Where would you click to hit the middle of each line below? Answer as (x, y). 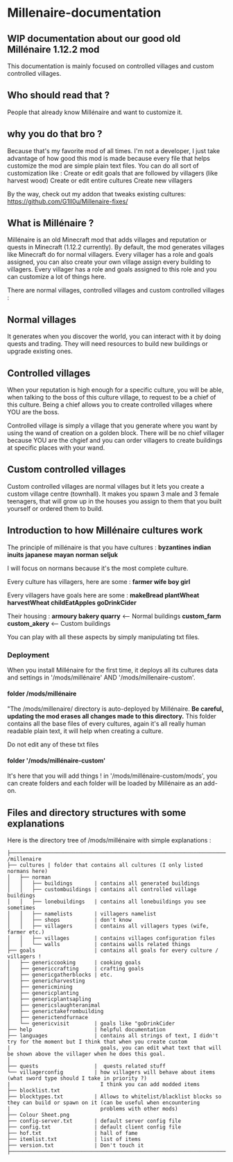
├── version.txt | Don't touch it (76, 1146)
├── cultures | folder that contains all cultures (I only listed (105, 865)
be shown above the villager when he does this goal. (87, 1054)
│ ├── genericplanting (43, 994)
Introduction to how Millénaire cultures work (105, 531)
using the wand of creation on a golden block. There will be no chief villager (116, 433)
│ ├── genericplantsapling (49, 999)
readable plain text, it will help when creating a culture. (85, 731)
